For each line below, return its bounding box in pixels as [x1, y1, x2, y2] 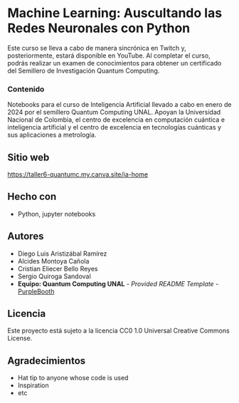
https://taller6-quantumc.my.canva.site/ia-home [7, 170, 148, 179]
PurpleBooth [17, 287, 55, 295]
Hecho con [7, 191, 57, 203]
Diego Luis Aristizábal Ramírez [17, 249, 107, 258]
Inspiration [17, 381, 49, 389]
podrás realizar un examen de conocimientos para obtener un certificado [7, 58, 222, 67]
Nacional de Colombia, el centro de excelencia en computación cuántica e [7, 115, 225, 124]
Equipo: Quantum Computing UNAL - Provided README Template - [17, 279, 219, 288]
